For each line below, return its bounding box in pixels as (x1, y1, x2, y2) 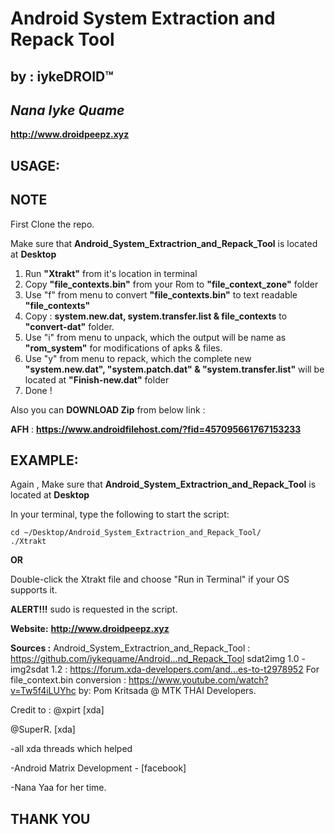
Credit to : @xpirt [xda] (10, 704, 105, 716)
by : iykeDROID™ (10, 68, 114, 85)
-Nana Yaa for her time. (10, 782, 107, 794)
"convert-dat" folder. (24, 320, 115, 332)
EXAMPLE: (10, 452, 79, 469)
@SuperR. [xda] (10, 723, 76, 736)
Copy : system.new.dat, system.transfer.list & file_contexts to (24, 310, 288, 322)
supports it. (10, 584, 58, 596)
